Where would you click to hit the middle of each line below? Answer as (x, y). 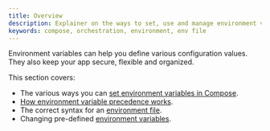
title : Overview (35, 16)
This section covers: (42, 78)
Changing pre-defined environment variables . (95, 119)
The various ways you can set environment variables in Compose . (129, 93)
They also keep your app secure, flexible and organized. (101, 62)
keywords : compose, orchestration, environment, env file (107, 31)
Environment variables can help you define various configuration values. (128, 54)
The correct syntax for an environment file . (91, 110)
